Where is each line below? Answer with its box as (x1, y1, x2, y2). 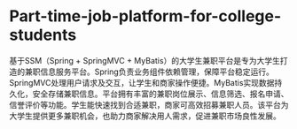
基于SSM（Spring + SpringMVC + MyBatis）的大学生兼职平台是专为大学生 (9, 55, 281, 65)
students (9, 25, 77, 45)
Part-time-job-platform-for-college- (9, 6, 282, 27)
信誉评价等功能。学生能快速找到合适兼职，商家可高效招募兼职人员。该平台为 (9, 99, 289, 110)
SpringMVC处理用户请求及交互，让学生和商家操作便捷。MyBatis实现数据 (9, 77, 275, 87)
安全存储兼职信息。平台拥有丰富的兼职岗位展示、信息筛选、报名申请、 (32, 88, 289, 99)
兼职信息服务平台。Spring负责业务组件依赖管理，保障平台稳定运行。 (24, 66, 275, 77)
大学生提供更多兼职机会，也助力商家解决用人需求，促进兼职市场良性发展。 (9, 110, 281, 121)
